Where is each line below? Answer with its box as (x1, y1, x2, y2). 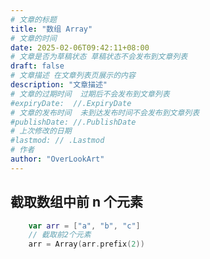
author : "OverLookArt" (10, 154, 105, 164)
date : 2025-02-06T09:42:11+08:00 (10, 42, 150, 53)
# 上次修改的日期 (10, 126, 72, 136)
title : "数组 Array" (10, 24, 93, 34)
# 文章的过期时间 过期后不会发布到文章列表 (10, 89, 170, 99)
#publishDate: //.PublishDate (10, 117, 137, 127)
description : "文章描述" (10, 80, 108, 90)
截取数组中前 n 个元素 (10, 194, 144, 211)
